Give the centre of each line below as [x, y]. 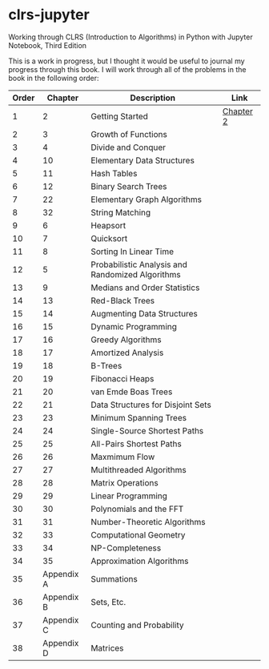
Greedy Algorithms [126, 340]
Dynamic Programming [134, 326]
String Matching [121, 212]
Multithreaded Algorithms [139, 470]
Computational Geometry [138, 534]
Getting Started [119, 116]
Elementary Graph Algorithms [147, 199]
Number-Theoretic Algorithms [148, 522]
